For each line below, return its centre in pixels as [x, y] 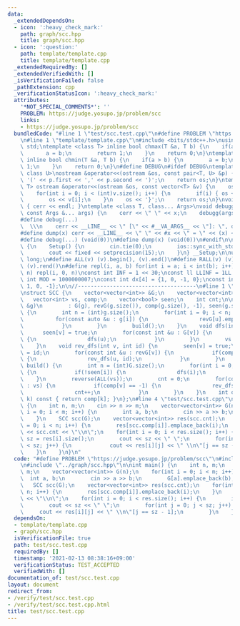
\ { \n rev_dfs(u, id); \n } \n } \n [122, 359]
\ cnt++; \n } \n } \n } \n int [124, 392]
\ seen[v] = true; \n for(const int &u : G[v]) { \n [116, 333]
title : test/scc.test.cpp [46, 611]
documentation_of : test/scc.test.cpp [64, 578]
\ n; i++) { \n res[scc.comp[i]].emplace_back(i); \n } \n [121, 492]
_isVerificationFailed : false [59, 80]
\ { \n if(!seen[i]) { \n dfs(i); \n [113, 373]
